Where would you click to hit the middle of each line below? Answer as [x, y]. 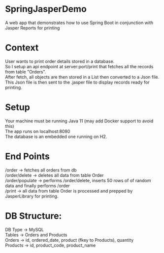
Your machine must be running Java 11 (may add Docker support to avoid [79, 121]
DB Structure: [33, 216]
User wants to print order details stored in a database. [60, 61]
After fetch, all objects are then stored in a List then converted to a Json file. [82, 77]
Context [22, 48]
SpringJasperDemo [46, 9]
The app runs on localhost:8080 [38, 131]
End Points [28, 156]
